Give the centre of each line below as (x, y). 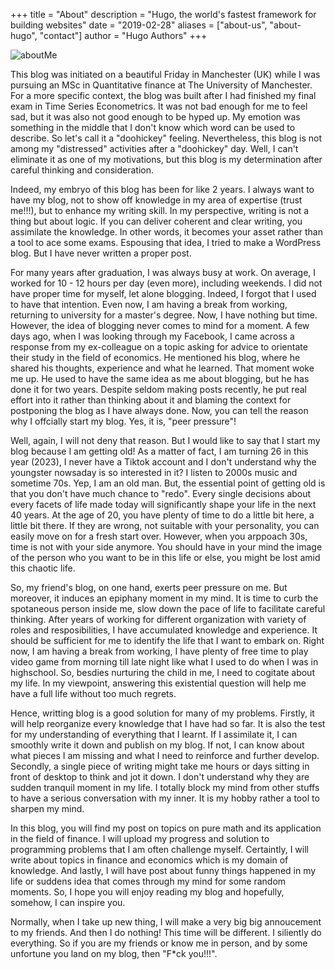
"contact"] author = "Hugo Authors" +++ (123, 35)
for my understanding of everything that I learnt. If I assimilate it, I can (154, 734)
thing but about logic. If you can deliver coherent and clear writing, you (156, 221)
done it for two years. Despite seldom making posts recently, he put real (158, 389)
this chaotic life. (43, 568)
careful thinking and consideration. (82, 170)
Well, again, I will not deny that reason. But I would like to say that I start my (165, 440)
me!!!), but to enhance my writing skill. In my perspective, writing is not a (160, 210)
